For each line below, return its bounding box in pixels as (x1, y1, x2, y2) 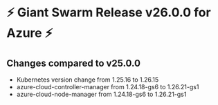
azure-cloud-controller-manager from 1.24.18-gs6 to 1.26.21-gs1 (16, 83, 199, 91)
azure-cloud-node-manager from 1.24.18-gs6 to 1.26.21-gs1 (16, 90, 187, 98)
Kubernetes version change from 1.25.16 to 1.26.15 (16, 75, 159, 84)
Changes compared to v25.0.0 (6, 57, 141, 69)
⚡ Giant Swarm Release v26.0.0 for (6, 5, 212, 21)
